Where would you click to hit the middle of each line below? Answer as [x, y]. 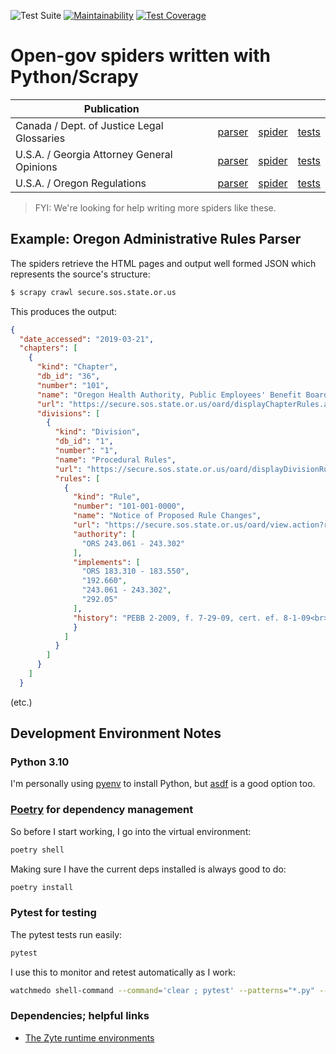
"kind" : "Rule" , [107, 497]
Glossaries [40, 138]
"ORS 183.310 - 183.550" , [135, 571]
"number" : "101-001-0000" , [129, 506]
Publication [111, 108]
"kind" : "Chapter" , [77, 367]
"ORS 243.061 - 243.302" [133, 543]
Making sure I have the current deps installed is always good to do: [148, 869]
